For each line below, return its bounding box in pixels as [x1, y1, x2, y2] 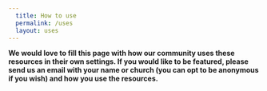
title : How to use [15, 11, 78, 20]
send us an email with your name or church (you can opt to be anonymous [8, 65, 259, 75]
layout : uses [15, 26, 59, 34]
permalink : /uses [15, 19, 74, 27]
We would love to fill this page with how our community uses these [8, 49, 235, 58]
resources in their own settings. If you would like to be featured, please [8, 57, 249, 66]
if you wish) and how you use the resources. [8, 73, 158, 84]
